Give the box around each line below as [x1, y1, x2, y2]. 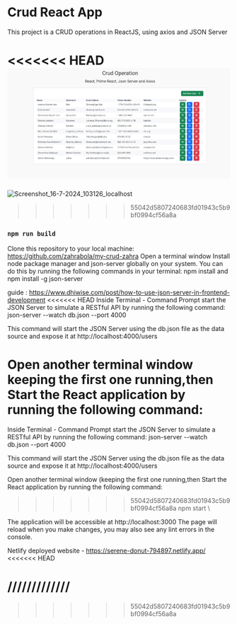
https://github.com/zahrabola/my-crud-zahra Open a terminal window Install [7, 252, 231, 260]
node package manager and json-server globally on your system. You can [7, 259, 224, 267]
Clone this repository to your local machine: [7, 244, 134, 253]
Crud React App [7, 4, 103, 21]
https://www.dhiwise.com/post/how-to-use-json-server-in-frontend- [28, 288, 230, 296]
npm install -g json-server [7, 274, 83, 283]
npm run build [7, 229, 56, 238]
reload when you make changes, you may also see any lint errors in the [7, 525, 215, 533]
